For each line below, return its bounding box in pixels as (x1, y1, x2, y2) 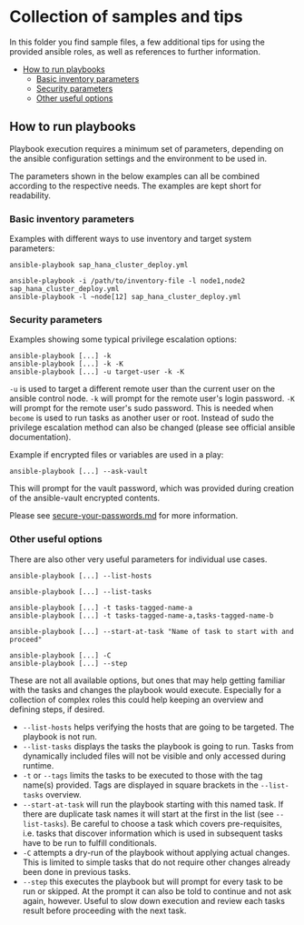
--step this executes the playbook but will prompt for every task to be (22, 876, 283, 887)
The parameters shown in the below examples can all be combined (9, 170, 260, 181)
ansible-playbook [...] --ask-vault (9, 467, 148, 477)
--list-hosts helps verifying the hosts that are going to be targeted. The (22, 721, 295, 732)
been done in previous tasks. (22, 866, 132, 877)
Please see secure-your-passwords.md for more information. (9, 510, 239, 521)
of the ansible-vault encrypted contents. (9, 493, 161, 504)
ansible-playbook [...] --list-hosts (9, 571, 152, 580)
